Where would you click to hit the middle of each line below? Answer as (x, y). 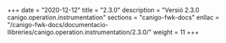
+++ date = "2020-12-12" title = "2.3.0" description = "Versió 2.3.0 (103, 10)
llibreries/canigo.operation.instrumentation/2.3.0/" (79, 32)
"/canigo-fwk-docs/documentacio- (58, 25)
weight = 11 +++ (176, 32)
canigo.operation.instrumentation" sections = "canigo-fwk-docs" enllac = (113, 17)
